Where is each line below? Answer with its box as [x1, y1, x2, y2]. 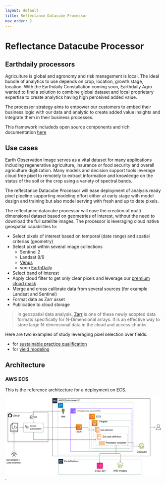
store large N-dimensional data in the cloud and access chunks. [17, 322, 148, 328]
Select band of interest [12, 270, 59, 276]
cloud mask [12, 281, 36, 287]
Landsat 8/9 [19, 254, 45, 260]
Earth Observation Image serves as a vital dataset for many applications [5, 157, 152, 163]
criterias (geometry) [12, 239, 54, 244]
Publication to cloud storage [12, 302, 70, 307]
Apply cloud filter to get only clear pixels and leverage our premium [12, 275, 150, 281]
